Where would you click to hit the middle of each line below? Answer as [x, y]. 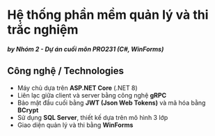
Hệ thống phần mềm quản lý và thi [108, 15]
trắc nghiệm [43, 30]
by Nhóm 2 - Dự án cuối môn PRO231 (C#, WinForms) [86, 49]
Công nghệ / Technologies [65, 71]
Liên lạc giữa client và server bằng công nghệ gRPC [92, 95]
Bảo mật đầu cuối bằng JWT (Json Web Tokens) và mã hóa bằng [111, 103]
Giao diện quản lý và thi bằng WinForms [75, 125]
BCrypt [28, 110]
